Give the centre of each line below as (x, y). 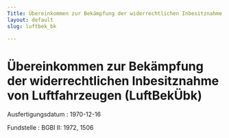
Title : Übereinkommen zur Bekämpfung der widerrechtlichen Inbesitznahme (115, 13)
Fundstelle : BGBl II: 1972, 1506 (50, 128)
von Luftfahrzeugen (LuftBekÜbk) (105, 95)
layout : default (30, 20)
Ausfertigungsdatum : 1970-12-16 (54, 115)
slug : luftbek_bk (32, 26)
